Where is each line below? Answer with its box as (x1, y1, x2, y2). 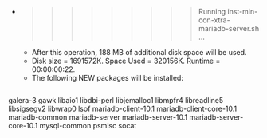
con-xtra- (198, 15, 230, 25)
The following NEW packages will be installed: (31, 73, 183, 82)
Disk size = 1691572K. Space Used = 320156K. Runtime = (31, 56, 221, 65)
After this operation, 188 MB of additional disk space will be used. (31, 48, 247, 57)
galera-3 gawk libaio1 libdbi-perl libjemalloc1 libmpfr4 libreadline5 (8, 96, 224, 104)
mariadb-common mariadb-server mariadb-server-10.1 (8, 112, 188, 122)
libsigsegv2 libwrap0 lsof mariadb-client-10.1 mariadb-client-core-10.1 (8, 104, 238, 113)
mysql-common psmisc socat (39, 121, 137, 130)
